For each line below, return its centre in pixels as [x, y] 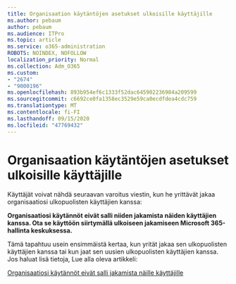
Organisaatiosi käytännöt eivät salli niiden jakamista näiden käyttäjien [112, 216]
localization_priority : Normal [53, 60]
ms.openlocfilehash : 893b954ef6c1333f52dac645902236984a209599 [102, 92]
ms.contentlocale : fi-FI [44, 112]
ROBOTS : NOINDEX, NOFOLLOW [47, 54]
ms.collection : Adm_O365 [44, 66]
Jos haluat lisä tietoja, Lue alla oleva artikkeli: [73, 259]
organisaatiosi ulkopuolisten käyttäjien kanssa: [75, 202]
